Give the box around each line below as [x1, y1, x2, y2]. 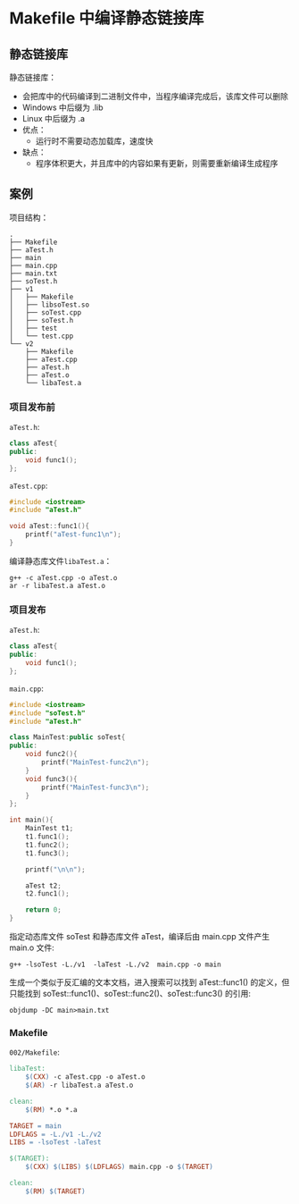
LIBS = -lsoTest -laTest [9, 1138, 102, 1147]
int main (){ [9, 815, 54, 825]
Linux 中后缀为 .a [21, 114, 86, 123]
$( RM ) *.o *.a [25, 1105, 78, 1114]
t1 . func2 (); [25, 840, 70, 849]
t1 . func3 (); [25, 848, 70, 858]
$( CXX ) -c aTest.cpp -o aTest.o [25, 1073, 145, 1082]
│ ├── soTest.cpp [9, 307, 82, 317]
